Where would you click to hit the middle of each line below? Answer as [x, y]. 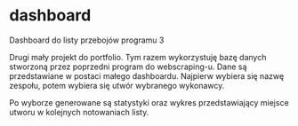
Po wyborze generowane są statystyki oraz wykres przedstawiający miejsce [149, 102]
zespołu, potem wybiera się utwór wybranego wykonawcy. [117, 85]
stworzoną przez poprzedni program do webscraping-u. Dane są [128, 67]
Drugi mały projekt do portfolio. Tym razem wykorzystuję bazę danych [138, 57]
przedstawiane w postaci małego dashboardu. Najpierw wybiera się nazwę [147, 75]
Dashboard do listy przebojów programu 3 [87, 40]
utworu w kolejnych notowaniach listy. [79, 112]
